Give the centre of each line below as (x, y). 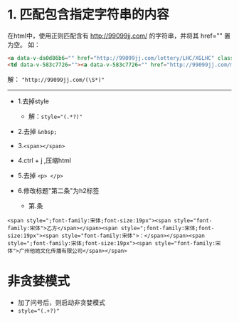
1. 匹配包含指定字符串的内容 (88, 15)
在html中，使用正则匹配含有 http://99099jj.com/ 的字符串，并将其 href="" (115, 36)
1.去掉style (33, 101)
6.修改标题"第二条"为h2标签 (58, 190)
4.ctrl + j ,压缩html (44, 160)
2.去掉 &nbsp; (37, 131)
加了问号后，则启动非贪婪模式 (61, 302)
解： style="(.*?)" (55, 116)
